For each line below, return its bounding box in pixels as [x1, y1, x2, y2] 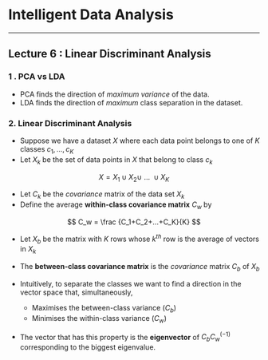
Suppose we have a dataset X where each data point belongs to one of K [19, 136, 260, 145]
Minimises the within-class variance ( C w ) [31, 313, 167, 325]
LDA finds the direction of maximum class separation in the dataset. [19, 97, 243, 107]
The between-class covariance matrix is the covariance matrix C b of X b [19, 262, 260, 273]
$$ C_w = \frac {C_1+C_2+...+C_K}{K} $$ [67, 217, 201, 227]
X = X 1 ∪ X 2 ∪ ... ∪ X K [98, 172, 170, 184]
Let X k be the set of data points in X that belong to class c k [19, 154, 213, 166]
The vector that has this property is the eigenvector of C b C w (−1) [19, 330, 231, 343]
